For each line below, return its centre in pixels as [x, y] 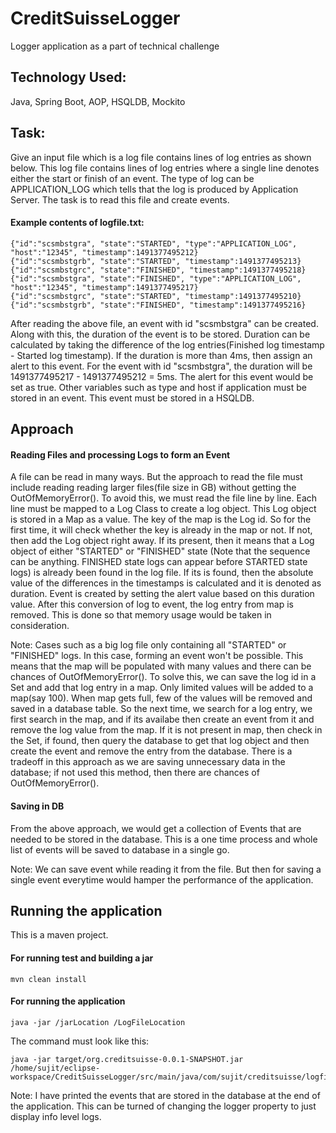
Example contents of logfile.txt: [77, 223]
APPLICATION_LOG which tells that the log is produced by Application [154, 189]
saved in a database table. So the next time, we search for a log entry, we [161, 709]
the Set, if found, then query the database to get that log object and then [160, 741]
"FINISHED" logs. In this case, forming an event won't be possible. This [157, 656]
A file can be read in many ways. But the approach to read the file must [156, 477]
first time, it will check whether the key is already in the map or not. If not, [161, 530]
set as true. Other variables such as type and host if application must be [158, 387]
